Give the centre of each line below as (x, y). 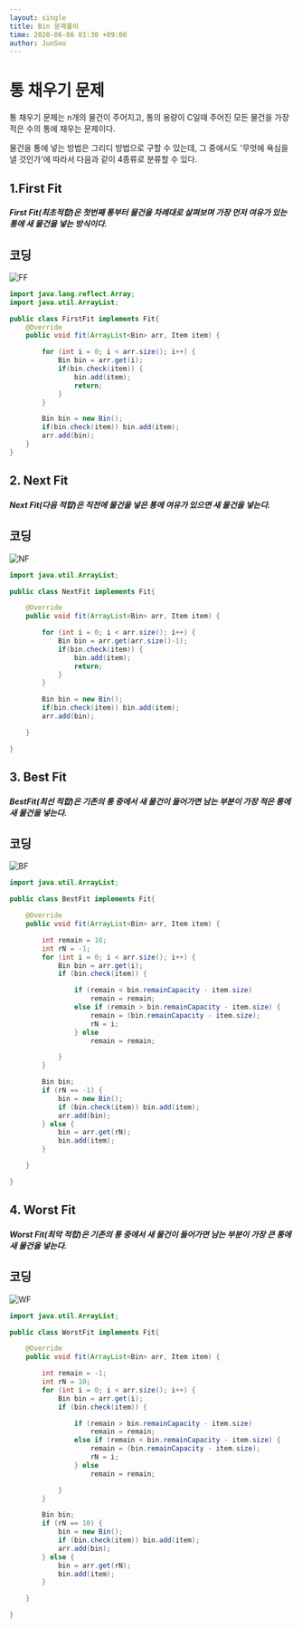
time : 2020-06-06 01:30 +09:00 (68, 34)
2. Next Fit (39, 481)
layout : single (38, 18)
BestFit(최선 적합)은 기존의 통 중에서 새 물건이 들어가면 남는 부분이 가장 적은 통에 (150, 801)
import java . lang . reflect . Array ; (72, 294)
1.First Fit (36, 188)
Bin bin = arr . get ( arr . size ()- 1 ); (123, 641)
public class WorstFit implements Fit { (85, 1332)
